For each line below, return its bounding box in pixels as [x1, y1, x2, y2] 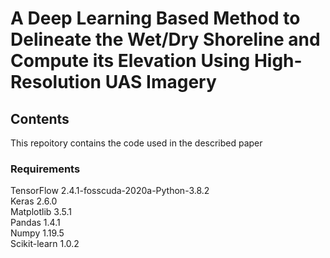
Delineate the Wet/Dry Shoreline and [10, 28, 321, 51]
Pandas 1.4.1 [10, 217, 61, 229]
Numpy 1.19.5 [10, 227, 65, 239]
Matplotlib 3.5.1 [10, 206, 72, 218]
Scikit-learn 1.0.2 [10, 238, 80, 250]
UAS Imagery [104, 71, 217, 94]
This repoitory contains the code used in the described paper [10, 137, 263, 149]
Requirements [10, 162, 81, 176]
